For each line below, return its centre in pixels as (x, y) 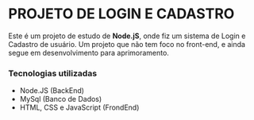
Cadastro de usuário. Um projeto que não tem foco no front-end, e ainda (127, 44)
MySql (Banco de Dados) (61, 99)
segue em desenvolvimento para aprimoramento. (89, 52)
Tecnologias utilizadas (53, 73)
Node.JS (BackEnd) (52, 91)
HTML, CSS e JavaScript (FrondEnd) (79, 107)
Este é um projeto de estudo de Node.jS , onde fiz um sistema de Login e (127, 36)
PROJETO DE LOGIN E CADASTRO (121, 14)
